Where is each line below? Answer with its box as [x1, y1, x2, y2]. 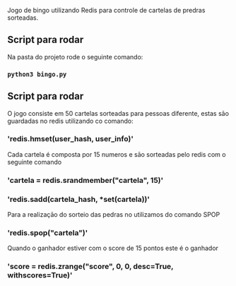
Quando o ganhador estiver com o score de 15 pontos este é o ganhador [7, 244, 219, 253]
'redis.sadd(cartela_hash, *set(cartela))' [7, 194, 151, 204]
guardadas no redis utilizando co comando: [7, 117, 134, 125]
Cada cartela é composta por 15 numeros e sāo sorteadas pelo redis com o [7, 150, 226, 158]
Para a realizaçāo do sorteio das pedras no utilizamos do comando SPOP [7, 210, 220, 219]
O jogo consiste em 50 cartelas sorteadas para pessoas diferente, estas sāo [7, 109, 230, 117]
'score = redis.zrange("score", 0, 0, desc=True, [7, 261, 174, 271]
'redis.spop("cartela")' [7, 227, 88, 237]
